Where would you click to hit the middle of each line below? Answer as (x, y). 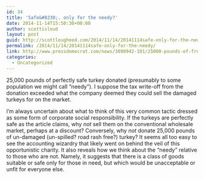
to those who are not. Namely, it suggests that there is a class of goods (95, 156)
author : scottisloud (32, 29)
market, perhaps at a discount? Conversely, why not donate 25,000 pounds (101, 130)
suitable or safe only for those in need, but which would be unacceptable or (101, 163)
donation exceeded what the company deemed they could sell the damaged (101, 93)
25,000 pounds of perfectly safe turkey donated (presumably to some (93, 80)
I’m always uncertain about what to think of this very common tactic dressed (102, 111)
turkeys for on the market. (39, 99)
